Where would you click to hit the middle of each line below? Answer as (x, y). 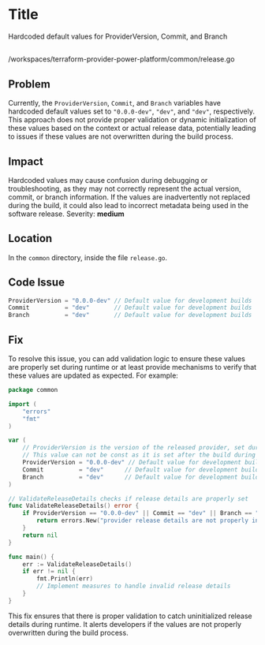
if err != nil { (49, 572)
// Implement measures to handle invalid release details (134, 586)
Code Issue (37, 283)
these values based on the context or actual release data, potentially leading (132, 129)
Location (30, 239)
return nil (40, 535)
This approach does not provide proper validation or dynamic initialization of (132, 120)
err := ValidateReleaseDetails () (77, 564)
